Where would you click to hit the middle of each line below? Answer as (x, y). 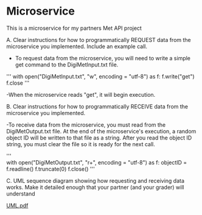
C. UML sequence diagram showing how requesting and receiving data (95, 180)
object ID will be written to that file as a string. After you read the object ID (99, 138)
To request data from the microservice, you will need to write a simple (103, 58)
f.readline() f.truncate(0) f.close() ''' (51, 169)
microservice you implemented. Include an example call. (77, 46)
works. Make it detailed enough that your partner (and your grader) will (95, 187)
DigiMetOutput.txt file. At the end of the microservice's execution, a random (101, 131)
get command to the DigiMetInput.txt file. (67, 65)
